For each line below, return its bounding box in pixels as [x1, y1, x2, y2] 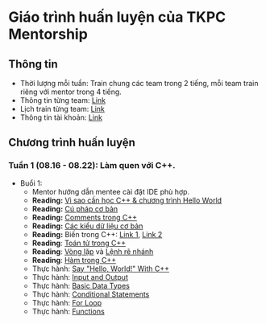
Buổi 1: [19, 178, 43, 188]
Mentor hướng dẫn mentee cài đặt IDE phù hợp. [31, 187, 190, 196]
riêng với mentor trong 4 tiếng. [19, 87, 123, 96]
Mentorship [8, 25, 89, 43]
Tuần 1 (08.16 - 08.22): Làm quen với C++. [8, 160, 176, 171]
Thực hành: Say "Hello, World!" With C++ [31, 264, 170, 273]
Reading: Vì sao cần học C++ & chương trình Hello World [31, 195, 222, 205]
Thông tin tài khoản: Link [19, 113, 103, 122]
